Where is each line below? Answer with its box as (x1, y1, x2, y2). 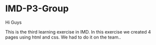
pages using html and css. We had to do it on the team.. (5, 34, 121, 40)
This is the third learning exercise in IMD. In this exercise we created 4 (5, 29, 151, 35)
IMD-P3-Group (5, 3, 69, 14)
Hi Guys (5, 19, 22, 25)
